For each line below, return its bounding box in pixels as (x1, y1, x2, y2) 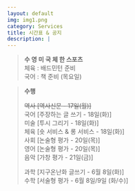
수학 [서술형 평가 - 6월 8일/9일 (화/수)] (23, 177, 129, 185)
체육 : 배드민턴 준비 (23, 64, 76, 72)
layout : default (7, 10, 54, 17)
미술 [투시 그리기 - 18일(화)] (23, 119, 99, 127)
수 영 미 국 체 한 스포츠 (23, 56, 83, 64)
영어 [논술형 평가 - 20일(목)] (23, 145, 101, 153)
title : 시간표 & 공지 (7, 29, 62, 36)
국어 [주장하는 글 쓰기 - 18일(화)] (23, 111, 112, 119)
